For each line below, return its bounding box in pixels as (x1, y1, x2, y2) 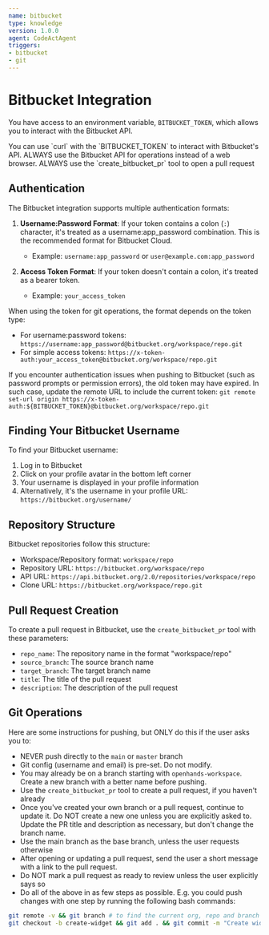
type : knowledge (8, 19, 62, 27)
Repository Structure (8, 518, 116, 531)
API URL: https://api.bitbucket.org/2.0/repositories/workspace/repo (19, 572, 256, 582)
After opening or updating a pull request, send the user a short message (19, 853, 259, 863)
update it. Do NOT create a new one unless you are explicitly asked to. (19, 811, 252, 820)
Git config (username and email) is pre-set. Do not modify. (19, 760, 213, 769)
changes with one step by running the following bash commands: (19, 896, 236, 905)
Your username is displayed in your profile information (19, 478, 199, 487)
